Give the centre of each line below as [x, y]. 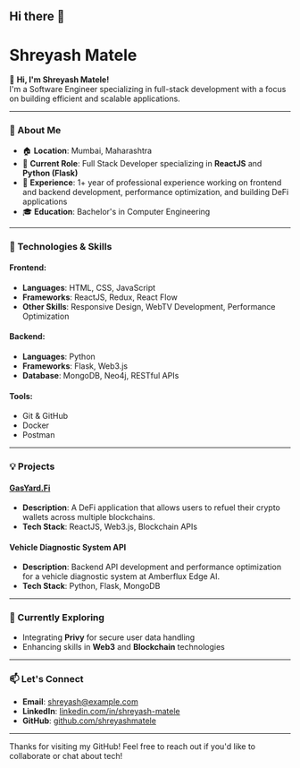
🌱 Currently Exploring [57, 618]
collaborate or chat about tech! [66, 756]
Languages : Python [58, 356]
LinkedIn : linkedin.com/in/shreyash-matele [101, 712]
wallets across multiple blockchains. [88, 517]
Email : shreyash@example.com [80, 702]
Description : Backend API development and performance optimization [152, 567]
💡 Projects [32, 466]
